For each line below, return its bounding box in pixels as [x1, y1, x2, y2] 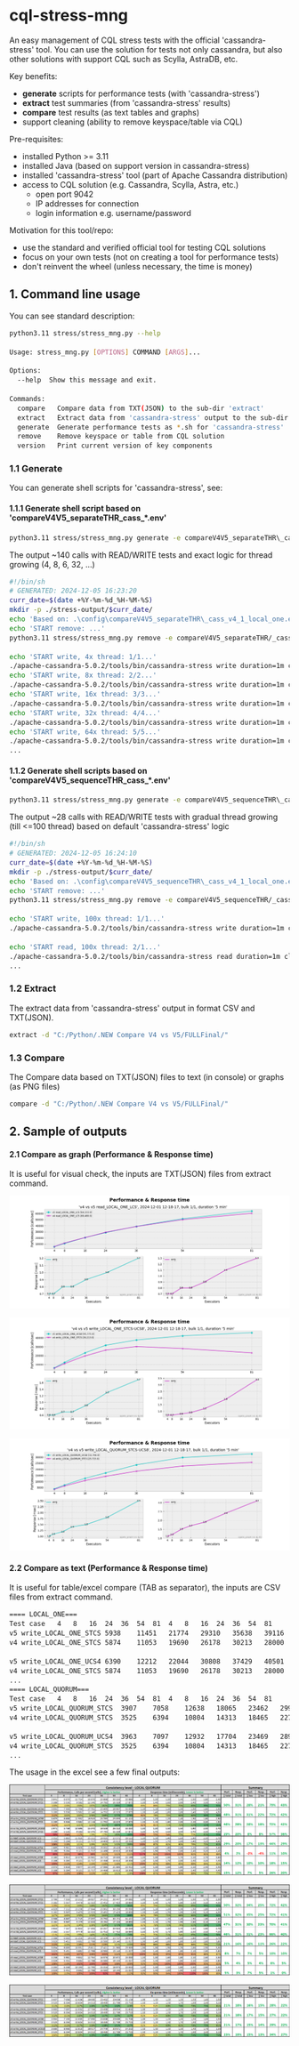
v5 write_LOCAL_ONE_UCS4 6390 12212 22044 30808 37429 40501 [9, 1656, 285, 1666]
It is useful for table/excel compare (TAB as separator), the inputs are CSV [9, 1583, 281, 1593]
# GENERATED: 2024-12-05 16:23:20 [9, 586, 138, 596]
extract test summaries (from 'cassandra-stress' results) [21, 97, 231, 108]
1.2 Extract [9, 982, 56, 995]
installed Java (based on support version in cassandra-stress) [21, 160, 250, 171]
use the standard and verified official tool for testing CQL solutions [21, 242, 267, 253]
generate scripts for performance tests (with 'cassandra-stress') [21, 88, 261, 99]
